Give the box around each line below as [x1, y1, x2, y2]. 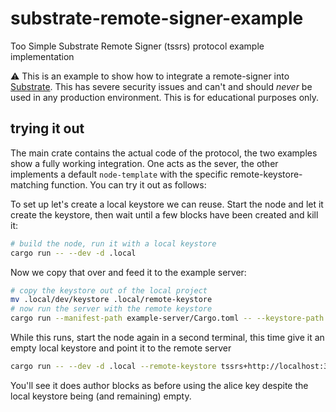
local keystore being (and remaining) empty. [10, 390, 192, 402]
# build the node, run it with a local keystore [10, 238, 217, 249]
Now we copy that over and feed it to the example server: [10, 266, 247, 278]
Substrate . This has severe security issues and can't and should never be [10, 80, 313, 92]
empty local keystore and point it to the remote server [10, 342, 232, 354]
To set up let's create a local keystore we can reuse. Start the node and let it [10, 198, 324, 210]
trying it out [10, 120, 85, 137]
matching [10, 178, 50, 191]
